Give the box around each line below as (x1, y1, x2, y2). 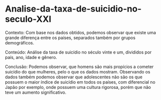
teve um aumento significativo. (5, 89, 66, 95)
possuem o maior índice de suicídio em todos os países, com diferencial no (5, 79, 156, 85)
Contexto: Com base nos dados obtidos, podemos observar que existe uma (5, 29, 156, 35)
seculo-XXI (5, 14, 52, 25)
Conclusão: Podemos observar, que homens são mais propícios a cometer (5, 64, 154, 70)
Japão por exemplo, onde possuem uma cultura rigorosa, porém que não (5, 84, 151, 90)
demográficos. (5, 40, 34, 45)
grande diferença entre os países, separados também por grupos (5, 35, 136, 41)
